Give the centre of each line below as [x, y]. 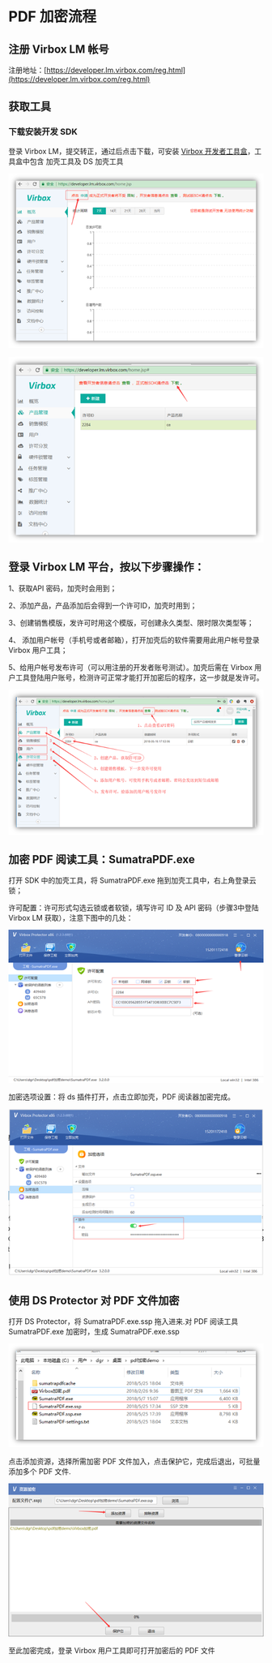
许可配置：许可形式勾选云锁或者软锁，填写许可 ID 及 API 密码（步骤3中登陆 [134, 908]
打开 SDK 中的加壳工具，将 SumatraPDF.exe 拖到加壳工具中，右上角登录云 [132, 880]
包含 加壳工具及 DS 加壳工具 [76, 161]
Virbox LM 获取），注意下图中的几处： [71, 918]
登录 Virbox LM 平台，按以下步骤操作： [106, 567]
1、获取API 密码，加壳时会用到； [63, 588]
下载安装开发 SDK [43, 132]
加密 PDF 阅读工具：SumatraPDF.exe [102, 859]
